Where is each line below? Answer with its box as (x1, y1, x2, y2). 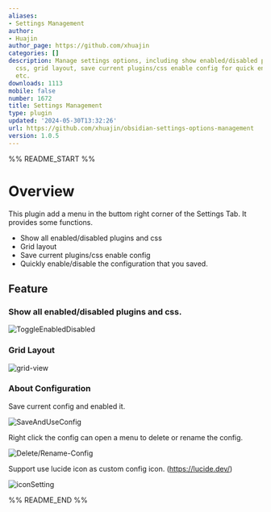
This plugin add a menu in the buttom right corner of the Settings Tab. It (8, 209, 248, 219)
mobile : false (8, 86, 56, 95)
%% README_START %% (8, 154, 95, 164)
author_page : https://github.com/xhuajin (8, 42, 150, 50)
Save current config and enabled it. (8, 401, 126, 411)
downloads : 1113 (8, 79, 63, 87)
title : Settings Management (8, 102, 103, 110)
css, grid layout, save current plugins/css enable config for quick (15, 65, 254, 73)
